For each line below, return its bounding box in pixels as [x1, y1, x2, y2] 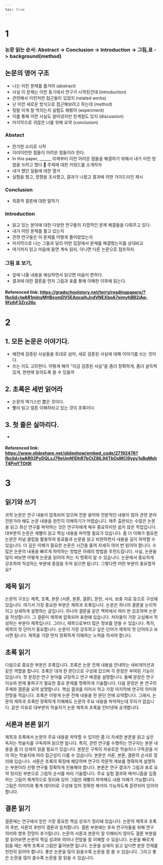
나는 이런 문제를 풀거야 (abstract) [12, 83, 76, 89]
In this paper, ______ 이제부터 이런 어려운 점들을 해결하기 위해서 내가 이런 [12, 155, 151, 161]
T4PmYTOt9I [5, 460, 32, 466]
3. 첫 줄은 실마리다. [5, 421, 59, 429]
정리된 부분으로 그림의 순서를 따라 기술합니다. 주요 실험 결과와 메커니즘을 [10, 770, 148, 776]
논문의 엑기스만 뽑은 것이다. [12, 399, 65, 405]
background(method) [9, 53, 62, 59]
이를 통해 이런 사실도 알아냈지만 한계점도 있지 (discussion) [12, 113, 124, 119]
